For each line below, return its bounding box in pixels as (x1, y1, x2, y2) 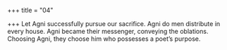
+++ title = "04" (7, 6, 54, 14)
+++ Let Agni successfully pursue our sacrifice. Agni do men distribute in (7, 20, 221, 27)
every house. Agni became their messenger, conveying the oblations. (7, 27, 209, 35)
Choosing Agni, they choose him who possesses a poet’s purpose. (7, 35, 201, 43)
